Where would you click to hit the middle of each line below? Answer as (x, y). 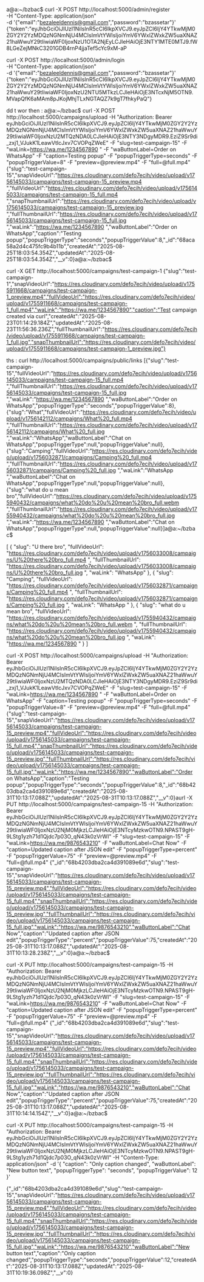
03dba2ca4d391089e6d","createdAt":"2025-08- (67, 791)
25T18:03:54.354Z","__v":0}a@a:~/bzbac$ (59, 259)
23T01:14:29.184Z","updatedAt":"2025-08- (59, 323)
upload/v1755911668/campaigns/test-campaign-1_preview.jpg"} (86, 349)
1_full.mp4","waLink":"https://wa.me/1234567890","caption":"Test (89, 310)
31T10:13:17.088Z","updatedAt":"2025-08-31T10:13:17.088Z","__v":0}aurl (96, 798)
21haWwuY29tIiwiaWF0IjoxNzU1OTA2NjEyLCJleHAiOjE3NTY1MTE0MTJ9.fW (102, 42)
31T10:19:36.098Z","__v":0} (40, 1273)
